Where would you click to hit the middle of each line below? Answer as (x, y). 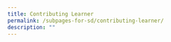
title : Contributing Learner (51, 14)
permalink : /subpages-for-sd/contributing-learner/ (85, 21)
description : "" (31, 27)
